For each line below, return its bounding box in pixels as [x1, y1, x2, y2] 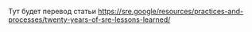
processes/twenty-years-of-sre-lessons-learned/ [8, 15, 171, 24]
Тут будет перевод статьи [8, 7, 97, 16]
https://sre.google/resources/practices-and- [98, 7, 244, 16]
